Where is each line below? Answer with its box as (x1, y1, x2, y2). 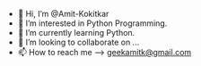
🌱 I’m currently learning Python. (17, 28, 135, 37)
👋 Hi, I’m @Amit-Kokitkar (17, 9, 109, 19)
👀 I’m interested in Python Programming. (17, 18, 168, 29)
